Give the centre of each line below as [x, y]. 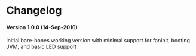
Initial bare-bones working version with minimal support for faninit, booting [98, 41]
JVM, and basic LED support [41, 47]
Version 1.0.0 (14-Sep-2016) [42, 27]
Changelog [34, 10]
